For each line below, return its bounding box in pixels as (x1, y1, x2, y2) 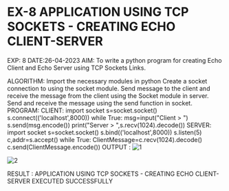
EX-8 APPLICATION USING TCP (7, 4, 189, 20)
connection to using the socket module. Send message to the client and (7, 84, 210, 92)
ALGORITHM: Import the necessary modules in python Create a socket (7, 77, 208, 85)
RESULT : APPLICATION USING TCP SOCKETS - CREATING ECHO (7, 170, 194, 178)
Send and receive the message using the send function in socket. (7, 99, 193, 107)
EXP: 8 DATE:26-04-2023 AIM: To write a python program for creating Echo (7, 56, 222, 64)
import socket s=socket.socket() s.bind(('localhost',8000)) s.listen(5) (7, 128, 202, 137)
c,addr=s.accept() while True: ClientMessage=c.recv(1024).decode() (7, 135, 203, 143)
